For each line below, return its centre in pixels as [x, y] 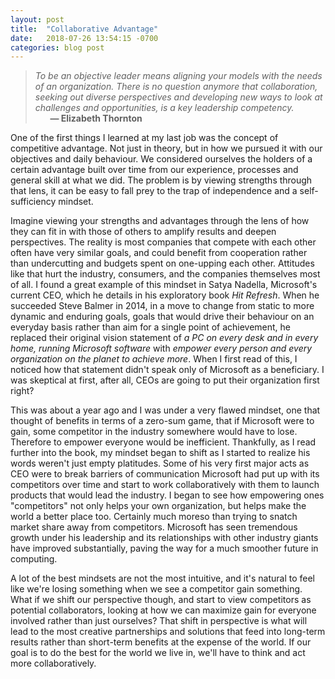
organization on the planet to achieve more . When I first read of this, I [154, 359]
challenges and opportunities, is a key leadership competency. [164, 108]
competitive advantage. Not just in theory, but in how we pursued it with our [166, 148]
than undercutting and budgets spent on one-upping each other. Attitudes [162, 263]
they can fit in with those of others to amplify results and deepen [143, 232]
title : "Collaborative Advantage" [84, 29]
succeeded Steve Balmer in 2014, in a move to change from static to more [162, 306]
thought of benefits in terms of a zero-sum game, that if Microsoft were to [162, 421]
